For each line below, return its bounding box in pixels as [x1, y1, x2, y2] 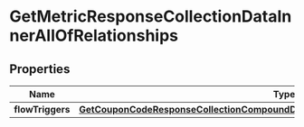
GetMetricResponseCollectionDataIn [9, 6, 292, 27]
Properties [9, 61, 71, 77]
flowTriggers [14, 104, 71, 115]
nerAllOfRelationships [9, 25, 179, 46]
